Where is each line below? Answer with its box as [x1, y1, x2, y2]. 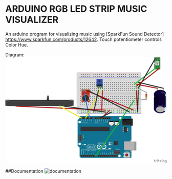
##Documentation [5, 168, 44, 174]
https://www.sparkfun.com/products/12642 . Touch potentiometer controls [5, 36, 162, 42]
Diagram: [5, 52, 25, 58]
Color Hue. [5, 41, 28, 48]
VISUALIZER [5, 14, 59, 26]
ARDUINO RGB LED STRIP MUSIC [5, 3, 147, 15]
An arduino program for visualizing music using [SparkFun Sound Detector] [5, 31, 164, 37]
